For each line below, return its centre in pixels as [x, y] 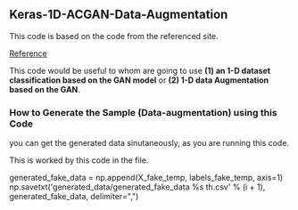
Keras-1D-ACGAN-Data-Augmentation [119, 15]
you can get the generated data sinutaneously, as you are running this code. [149, 143]
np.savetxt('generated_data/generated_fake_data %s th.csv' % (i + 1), [137, 187]
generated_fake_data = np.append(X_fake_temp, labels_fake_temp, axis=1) [146, 178]
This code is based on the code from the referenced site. [114, 36]
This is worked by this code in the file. [79, 160]
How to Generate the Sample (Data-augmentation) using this [144, 112]
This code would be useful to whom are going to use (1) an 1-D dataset [140, 70]
